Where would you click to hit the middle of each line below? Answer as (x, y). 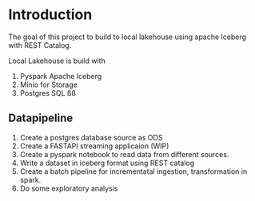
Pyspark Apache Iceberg (61, 76)
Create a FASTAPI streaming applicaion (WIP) (94, 146)
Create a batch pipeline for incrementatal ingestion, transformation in (133, 171)
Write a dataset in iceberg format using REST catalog (107, 163)
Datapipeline (41, 118)
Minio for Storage (48, 85)
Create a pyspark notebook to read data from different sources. (124, 154)
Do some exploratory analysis (69, 188)
